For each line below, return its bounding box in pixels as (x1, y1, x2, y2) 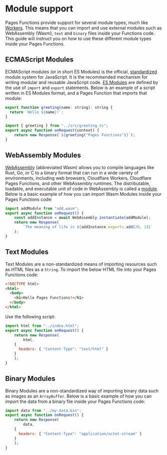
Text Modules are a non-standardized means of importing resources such (5, 261, 157, 267)
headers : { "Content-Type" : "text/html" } (18, 346, 108, 352)
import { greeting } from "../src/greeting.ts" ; (5, 123, 108, 128)
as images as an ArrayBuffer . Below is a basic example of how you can (5, 393, 152, 399)
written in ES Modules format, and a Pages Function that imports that (5, 90, 147, 96)
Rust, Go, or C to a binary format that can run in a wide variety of (5, 170, 139, 176)
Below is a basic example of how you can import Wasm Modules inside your (5, 191, 162, 197)
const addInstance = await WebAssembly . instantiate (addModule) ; (14, 215, 151, 220)
